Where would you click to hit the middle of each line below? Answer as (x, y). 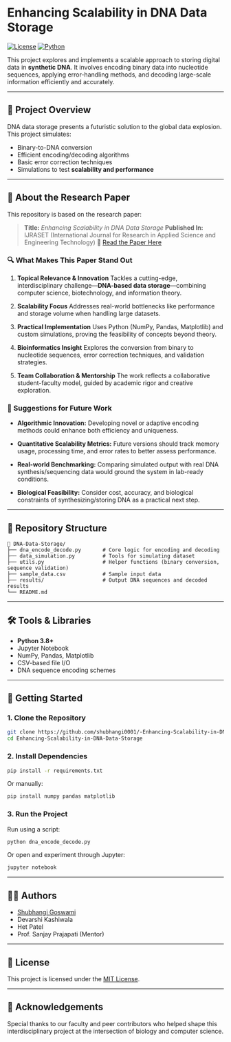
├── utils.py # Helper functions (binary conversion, (113, 562)
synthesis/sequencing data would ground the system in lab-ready (110, 472)
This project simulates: (39, 134)
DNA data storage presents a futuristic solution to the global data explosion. (114, 126)
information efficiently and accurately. (61, 81)
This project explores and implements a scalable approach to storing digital (113, 59)
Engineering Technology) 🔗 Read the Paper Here (93, 242)
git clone (21, 732)
